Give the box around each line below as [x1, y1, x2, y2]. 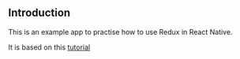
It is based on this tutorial [8, 42, 91, 52]
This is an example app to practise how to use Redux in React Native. [8, 27, 233, 36]
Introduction [8, 6, 71, 20]
